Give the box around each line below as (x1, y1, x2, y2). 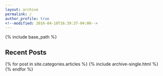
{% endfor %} (5, 66, 33, 72)
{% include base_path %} (5, 34, 57, 40)
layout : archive (5, 7, 38, 12)
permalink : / (5, 12, 32, 17)
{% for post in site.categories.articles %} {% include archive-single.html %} (5, 61, 159, 67)
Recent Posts (5, 48, 47, 57)
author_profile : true (5, 16, 50, 21)
